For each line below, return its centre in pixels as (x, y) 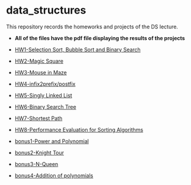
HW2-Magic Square (39, 61)
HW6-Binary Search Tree (46, 106)
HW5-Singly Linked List (43, 95)
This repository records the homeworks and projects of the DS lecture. (92, 27)
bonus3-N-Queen (36, 164)
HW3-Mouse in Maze (41, 72)
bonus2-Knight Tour (39, 152)
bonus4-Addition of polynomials (54, 176)
